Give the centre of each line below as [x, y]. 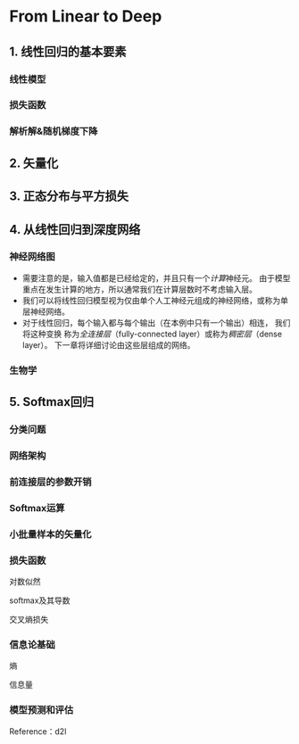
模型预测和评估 [42, 710]
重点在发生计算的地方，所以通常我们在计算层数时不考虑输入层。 [139, 289]
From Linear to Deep [86, 17]
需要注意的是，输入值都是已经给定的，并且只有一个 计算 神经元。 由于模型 [156, 277]
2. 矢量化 [34, 163]
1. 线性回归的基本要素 [68, 51]
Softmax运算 [37, 508]
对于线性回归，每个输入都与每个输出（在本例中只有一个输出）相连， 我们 [156, 322]
